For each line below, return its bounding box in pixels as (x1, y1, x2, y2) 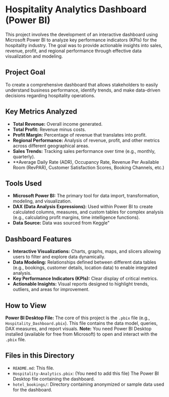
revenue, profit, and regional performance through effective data (5, 48, 142, 54)
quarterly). (12, 153, 35, 160)
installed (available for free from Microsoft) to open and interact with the (5, 331, 158, 337)
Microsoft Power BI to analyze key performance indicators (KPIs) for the (5, 37, 157, 43)
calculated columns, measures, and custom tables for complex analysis (12, 209, 164, 215)
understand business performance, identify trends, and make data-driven (5, 87, 160, 93)
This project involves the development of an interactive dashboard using (5, 31, 158, 37)
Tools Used (5, 179, 42, 188)
